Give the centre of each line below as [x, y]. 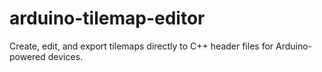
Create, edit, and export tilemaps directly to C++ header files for [141, 46]
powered [27, 56]
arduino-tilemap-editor [107, 18]
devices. [65, 56]
